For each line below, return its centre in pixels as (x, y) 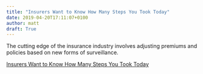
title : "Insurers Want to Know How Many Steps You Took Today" (88, 12)
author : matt (23, 23)
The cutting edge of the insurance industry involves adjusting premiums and (102, 46)
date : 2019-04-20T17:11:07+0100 (47, 18)
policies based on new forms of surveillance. (62, 53)
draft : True (21, 29)
